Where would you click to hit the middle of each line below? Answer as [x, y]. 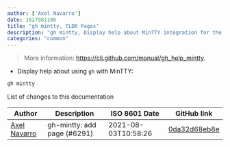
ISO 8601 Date [135, 113]
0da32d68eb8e [194, 129]
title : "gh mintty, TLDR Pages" [53, 26]
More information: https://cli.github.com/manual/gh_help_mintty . [115, 58]
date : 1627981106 [32, 20]
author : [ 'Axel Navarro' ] [44, 13]
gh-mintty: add [72, 125]
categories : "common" [38, 39]
